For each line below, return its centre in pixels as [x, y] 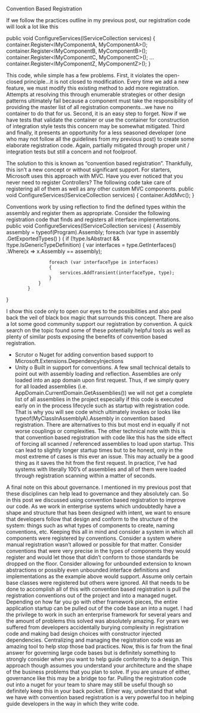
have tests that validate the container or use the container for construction [98, 120]
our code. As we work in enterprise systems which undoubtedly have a [93, 506]
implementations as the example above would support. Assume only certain [99, 576]
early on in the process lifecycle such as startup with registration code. [102, 406]
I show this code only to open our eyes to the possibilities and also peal [94, 311]
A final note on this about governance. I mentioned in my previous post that [99, 487]
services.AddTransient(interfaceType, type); [117, 273]
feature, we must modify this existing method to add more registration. [93, 88]
